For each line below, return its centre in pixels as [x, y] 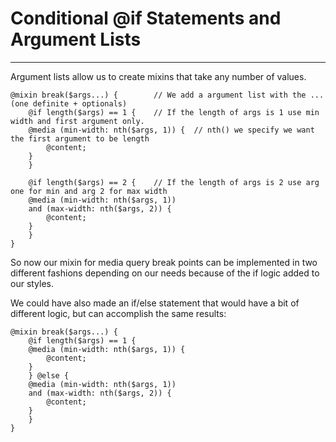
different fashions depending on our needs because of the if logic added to [165, 273]
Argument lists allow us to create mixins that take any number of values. [158, 76]
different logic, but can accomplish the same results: [118, 313]
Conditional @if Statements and [146, 18]
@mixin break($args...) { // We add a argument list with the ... [167, 95]
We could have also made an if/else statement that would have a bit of [155, 303]
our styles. [32, 283]
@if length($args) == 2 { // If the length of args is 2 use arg [174, 182]
